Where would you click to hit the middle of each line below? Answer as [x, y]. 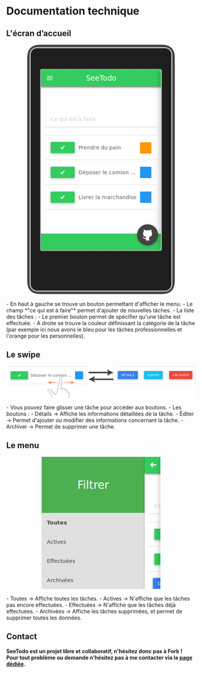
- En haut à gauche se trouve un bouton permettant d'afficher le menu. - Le [99, 304]
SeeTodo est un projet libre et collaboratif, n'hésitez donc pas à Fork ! [94, 651]
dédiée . [16, 664]
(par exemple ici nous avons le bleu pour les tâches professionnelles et [94, 330]
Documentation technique [73, 11]
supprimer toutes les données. [44, 618]
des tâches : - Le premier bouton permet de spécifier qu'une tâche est [93, 317]
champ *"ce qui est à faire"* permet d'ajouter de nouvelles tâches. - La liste [100, 310]
